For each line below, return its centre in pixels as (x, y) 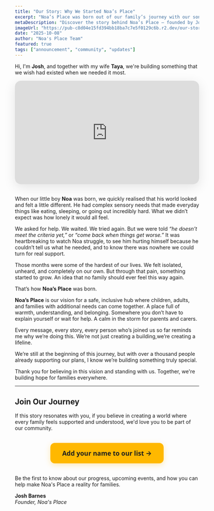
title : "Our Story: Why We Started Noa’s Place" (75, 11)
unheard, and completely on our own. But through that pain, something (100, 271)
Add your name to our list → (107, 453)
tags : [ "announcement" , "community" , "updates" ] (75, 50)
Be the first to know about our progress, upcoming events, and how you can (106, 478)
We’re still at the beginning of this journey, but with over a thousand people (105, 354)
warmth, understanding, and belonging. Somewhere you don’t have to (99, 313)
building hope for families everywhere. (61, 378)
